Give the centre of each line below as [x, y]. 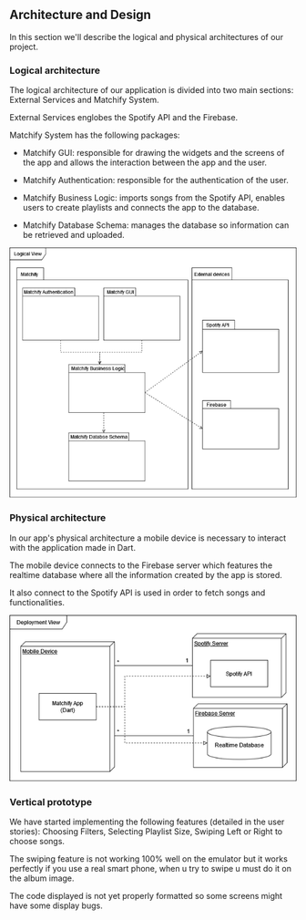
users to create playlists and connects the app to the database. [141, 208]
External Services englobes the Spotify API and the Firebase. [124, 118]
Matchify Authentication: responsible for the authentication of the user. [155, 181]
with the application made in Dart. [73, 547]
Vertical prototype [51, 801]
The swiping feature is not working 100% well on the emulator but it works [149, 859]
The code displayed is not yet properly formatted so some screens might [146, 896]
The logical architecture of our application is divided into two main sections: [152, 90]
